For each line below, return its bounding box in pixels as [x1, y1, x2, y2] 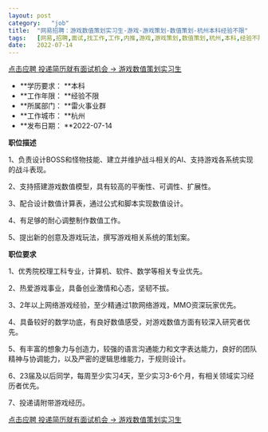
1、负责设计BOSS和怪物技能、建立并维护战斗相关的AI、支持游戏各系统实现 [8, 155, 254, 164]
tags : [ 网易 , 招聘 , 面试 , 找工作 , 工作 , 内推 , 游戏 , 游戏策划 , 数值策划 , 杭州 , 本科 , [8, 33, 241, 42]
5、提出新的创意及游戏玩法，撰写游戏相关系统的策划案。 [8, 233, 195, 242]
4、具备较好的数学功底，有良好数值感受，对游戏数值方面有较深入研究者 [8, 317, 244, 327]
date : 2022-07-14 [8, 41, 73, 49]
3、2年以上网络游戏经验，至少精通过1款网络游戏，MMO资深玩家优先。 [8, 300, 241, 310]
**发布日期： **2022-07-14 [19, 121, 113, 131]
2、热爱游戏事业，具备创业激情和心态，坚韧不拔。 [8, 284, 174, 293]
